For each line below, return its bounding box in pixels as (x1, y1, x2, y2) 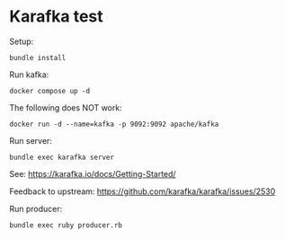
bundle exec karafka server (9, 153, 115, 162)
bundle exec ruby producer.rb (9, 220, 123, 230)
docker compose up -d (9, 86, 91, 95)
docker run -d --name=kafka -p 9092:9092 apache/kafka (9, 119, 219, 128)
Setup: (9, 36, 34, 47)
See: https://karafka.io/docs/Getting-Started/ (9, 168, 177, 179)
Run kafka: (9, 69, 49, 80)
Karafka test (9, 6, 103, 27)
